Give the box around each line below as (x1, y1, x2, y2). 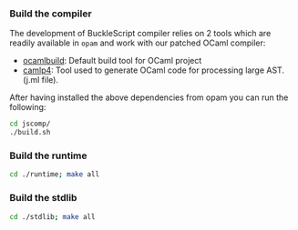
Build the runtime (9, 149, 88, 162)
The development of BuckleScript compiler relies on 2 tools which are (9, 28, 272, 39)
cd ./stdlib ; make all (9, 212, 96, 221)
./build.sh (9, 128, 51, 137)
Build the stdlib (9, 192, 77, 205)
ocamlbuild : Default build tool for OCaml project (22, 55, 202, 66)
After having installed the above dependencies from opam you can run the (9, 92, 289, 103)
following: (9, 102, 46, 113)
